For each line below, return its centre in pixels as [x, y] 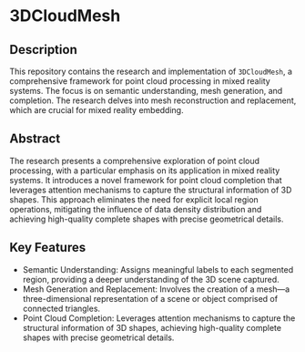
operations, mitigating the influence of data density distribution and [136, 209]
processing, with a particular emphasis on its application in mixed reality [145, 171]
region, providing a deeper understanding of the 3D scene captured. [151, 279]
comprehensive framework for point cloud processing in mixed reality [140, 81]
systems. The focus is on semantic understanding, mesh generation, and [146, 91]
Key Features [48, 248]
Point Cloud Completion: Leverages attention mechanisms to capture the [159, 318]
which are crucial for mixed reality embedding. [97, 110]
